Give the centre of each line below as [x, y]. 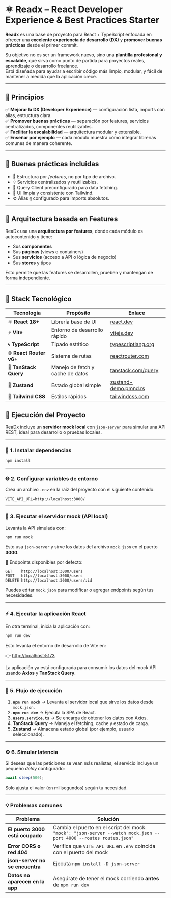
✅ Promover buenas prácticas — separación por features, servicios [77, 121]
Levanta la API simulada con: [36, 528]
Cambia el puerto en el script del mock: [99, 827]
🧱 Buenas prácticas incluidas [52, 164]
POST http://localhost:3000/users [44, 576]
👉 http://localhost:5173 [30, 655]
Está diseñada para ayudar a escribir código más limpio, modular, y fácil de [84, 71]
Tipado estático [70, 344]
